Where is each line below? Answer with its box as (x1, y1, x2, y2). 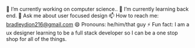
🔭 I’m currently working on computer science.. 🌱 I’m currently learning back (6, 6, 189, 12)
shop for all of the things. (6, 36, 67, 42)
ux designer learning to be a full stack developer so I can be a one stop (6, 29, 178, 36)
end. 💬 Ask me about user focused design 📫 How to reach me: (6, 12, 159, 19)
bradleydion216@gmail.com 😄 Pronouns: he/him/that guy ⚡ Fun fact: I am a (6, 21, 190, 28)
